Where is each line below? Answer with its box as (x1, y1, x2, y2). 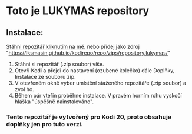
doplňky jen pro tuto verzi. (6, 120, 84, 128)
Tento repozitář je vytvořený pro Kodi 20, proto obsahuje (6, 113, 172, 121)
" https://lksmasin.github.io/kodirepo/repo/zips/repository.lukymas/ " (6, 49, 171, 56)
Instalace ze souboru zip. (14, 73, 76, 80)
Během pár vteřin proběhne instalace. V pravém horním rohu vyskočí (14, 92, 182, 99)
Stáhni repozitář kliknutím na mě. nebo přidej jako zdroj (6, 43, 140, 50)
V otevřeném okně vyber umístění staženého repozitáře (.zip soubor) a (14, 79, 187, 86)
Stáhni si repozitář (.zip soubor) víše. (14, 61, 104, 68)
